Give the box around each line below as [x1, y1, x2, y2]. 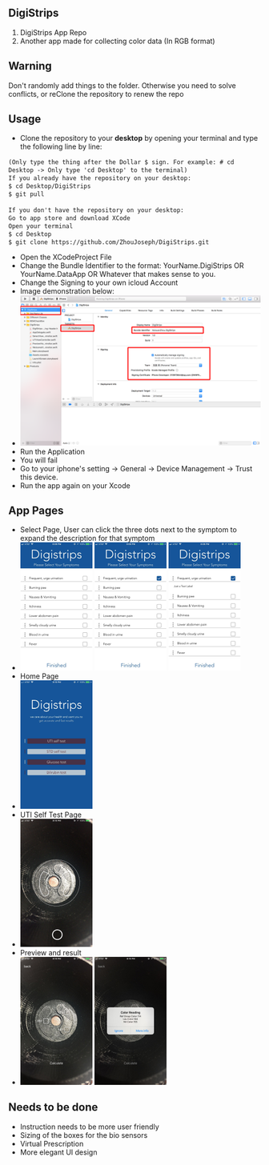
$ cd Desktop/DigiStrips [8, 182, 91, 190]
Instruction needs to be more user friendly [19, 1122, 160, 1131]
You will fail [19, 455, 58, 465]
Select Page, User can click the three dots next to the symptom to [19, 525, 238, 534]
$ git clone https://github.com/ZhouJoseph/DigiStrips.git [8, 238, 210, 246]
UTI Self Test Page [19, 810, 82, 819]
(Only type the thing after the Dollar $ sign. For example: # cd [8, 158, 235, 166]
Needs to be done [8, 1100, 98, 1115]
